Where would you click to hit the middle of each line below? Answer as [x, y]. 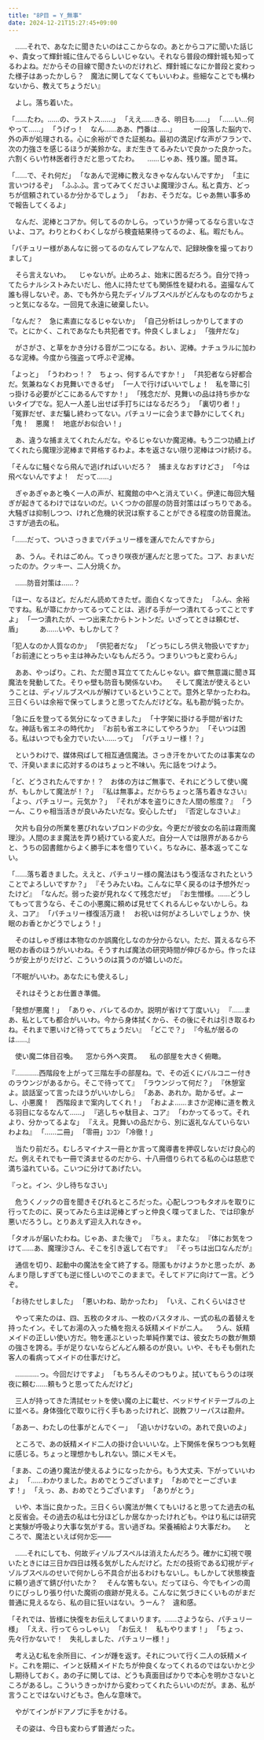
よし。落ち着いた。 [46, 102]
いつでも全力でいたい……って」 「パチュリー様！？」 [121, 738]
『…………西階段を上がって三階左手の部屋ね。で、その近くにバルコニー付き [130, 1072]
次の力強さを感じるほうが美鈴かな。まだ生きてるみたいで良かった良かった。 [132, 148]
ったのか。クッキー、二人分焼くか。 [67, 566]
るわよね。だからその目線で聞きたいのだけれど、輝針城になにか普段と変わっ [132, 66]
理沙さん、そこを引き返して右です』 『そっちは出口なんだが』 [155, 1248]
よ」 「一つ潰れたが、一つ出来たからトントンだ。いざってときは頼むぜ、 [126, 619]
